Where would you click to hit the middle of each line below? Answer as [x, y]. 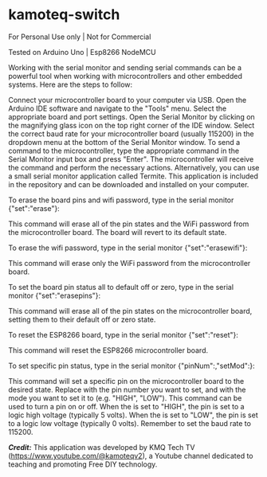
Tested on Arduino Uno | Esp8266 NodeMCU [82, 52]
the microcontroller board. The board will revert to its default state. [118, 232]
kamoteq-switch [64, 15]
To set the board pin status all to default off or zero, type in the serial [121, 287]
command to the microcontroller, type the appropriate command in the [124, 151]
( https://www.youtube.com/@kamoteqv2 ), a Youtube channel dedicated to [131, 455]
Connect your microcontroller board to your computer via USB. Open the [128, 100]
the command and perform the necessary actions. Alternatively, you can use [134, 167]
